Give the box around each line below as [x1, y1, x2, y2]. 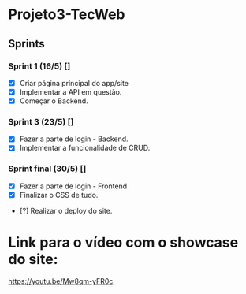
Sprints [8, 37, 45, 50]
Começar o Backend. [19, 96, 88, 106]
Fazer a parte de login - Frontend [19, 181, 128, 191]
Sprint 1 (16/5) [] [8, 61, 71, 72]
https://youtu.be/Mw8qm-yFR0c [8, 276, 114, 285]
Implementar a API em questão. [19, 87, 122, 96]
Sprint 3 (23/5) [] [8, 116, 74, 127]
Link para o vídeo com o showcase [8, 234, 239, 251]
